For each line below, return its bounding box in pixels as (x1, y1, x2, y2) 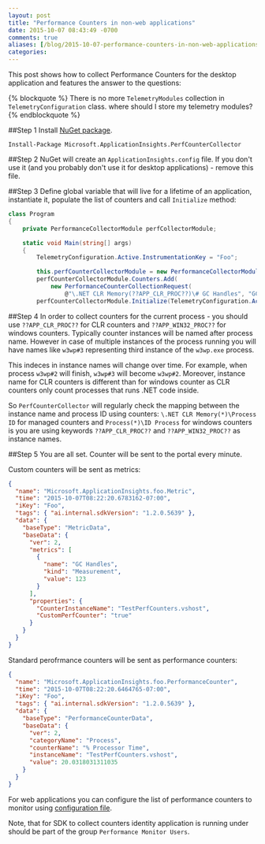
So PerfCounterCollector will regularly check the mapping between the (8, 400, 240, 410)
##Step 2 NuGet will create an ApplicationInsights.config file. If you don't (8, 154, 252, 164)
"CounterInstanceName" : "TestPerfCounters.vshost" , (36, 604, 211, 612)
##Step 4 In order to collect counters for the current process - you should (8, 311, 248, 321)
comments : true (8, 33, 58, 42)
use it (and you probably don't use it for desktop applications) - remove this (8, 163, 254, 172)
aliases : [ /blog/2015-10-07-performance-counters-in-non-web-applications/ (8, 41, 263, 49)
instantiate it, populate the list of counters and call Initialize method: (8, 195, 237, 204)
